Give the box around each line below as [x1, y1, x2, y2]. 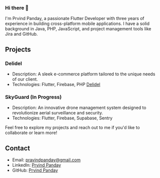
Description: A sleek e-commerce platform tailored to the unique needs [12, 71, 156, 77]
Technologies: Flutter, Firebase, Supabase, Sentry [12, 115, 113, 121]
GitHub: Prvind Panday [12, 167, 59, 173]
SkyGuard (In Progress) [5, 93, 62, 100]
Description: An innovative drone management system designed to [12, 105, 146, 111]
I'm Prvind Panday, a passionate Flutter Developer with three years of [5, 16, 145, 22]
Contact [5, 144, 30, 152]
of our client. [12, 76, 38, 82]
